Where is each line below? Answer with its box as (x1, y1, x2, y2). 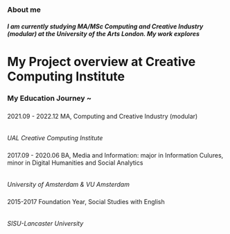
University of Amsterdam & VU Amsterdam (7, 180, 130, 188)
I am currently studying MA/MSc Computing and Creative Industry (7, 22, 204, 31)
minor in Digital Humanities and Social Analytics (7, 158, 143, 167)
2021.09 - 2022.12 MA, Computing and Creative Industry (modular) (7, 112, 198, 120)
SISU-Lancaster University (7, 219, 84, 227)
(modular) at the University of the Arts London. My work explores (7, 29, 200, 37)
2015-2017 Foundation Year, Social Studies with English (7, 197, 165, 206)
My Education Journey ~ (7, 93, 92, 103)
